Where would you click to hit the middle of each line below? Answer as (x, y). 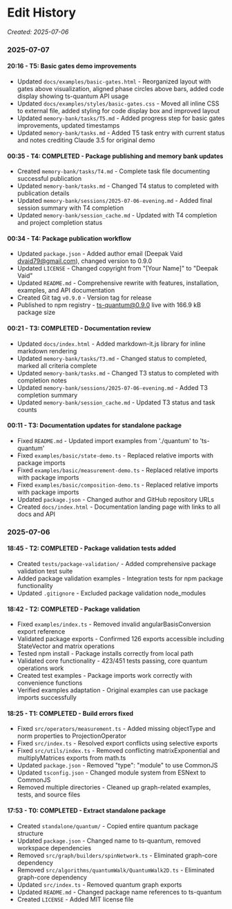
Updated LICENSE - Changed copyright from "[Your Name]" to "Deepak (118, 268)
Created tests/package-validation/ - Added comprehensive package (116, 564)
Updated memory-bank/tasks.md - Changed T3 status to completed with (118, 373)
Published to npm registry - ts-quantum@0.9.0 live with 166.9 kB (109, 305)
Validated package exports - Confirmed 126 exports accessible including (120, 639)
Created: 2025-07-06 (38, 32)
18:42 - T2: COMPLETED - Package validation (74, 609)
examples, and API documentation (66, 291)
